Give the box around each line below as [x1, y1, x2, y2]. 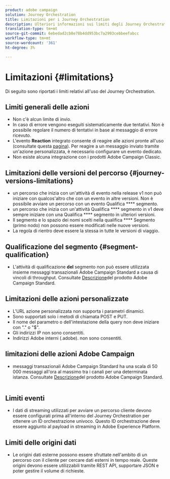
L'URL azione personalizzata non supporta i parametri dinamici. [12, 308, 145, 314]
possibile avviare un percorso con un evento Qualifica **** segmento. [12, 201, 158, 207]
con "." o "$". [12, 324, 40, 330]
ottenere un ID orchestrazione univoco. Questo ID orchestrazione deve [12, 418, 160, 424]
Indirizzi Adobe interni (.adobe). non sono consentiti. [12, 335, 122, 341]
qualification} [5, 250, 50, 259]
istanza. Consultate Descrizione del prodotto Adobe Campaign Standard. [12, 374, 163, 380]
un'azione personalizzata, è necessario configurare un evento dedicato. [12, 149, 163, 155]
